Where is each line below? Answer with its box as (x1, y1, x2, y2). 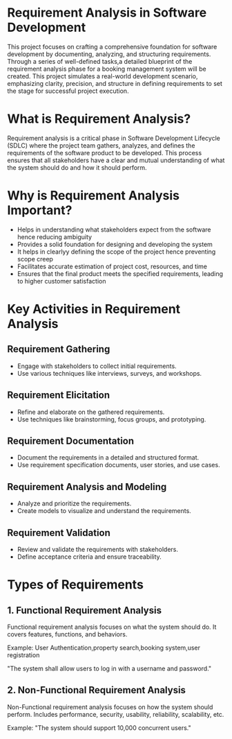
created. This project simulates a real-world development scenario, (7, 71, 198, 80)
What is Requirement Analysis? (7, 111, 191, 127)
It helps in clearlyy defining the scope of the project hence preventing (17, 247, 216, 256)
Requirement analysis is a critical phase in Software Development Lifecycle (7, 134, 221, 142)
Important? (7, 202, 72, 218)
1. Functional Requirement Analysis (7, 605, 162, 616)
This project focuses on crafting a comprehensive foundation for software (7, 42, 217, 51)
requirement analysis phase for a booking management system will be (7, 64, 206, 73)
